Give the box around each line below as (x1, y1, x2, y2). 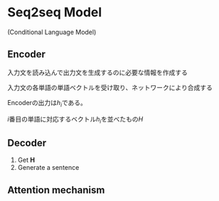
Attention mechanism (7, 184, 105, 196)
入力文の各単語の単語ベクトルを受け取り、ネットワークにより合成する (7, 83, 213, 92)
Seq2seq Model (7, 4, 102, 21)
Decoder (7, 136, 47, 149)
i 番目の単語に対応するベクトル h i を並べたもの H (7, 114, 144, 125)
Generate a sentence (17, 163, 80, 172)
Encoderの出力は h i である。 (7, 98, 87, 109)
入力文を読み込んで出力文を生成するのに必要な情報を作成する (7, 68, 188, 77)
